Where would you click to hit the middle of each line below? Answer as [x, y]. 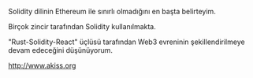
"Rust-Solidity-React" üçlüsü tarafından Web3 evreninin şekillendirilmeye [127, 42]
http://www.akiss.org [42, 65]
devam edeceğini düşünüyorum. [60, 50]
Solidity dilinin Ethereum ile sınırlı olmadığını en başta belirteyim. [112, 11]
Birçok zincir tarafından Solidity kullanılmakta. [82, 26]
